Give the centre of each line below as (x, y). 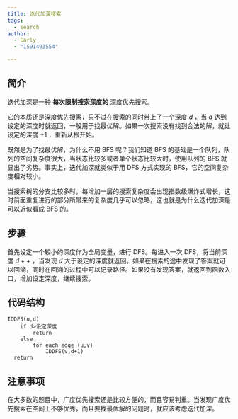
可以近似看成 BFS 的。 (40, 209)
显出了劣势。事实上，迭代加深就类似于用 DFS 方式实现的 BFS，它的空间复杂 (118, 167)
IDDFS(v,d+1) (64, 352)
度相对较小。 (26, 176)
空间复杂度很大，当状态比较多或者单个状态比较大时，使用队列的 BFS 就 (124, 158)
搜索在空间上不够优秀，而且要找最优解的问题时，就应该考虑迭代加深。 (115, 408)
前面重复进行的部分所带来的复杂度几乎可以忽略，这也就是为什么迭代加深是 (122, 200)
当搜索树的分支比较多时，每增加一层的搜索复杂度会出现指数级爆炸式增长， (116, 191)
